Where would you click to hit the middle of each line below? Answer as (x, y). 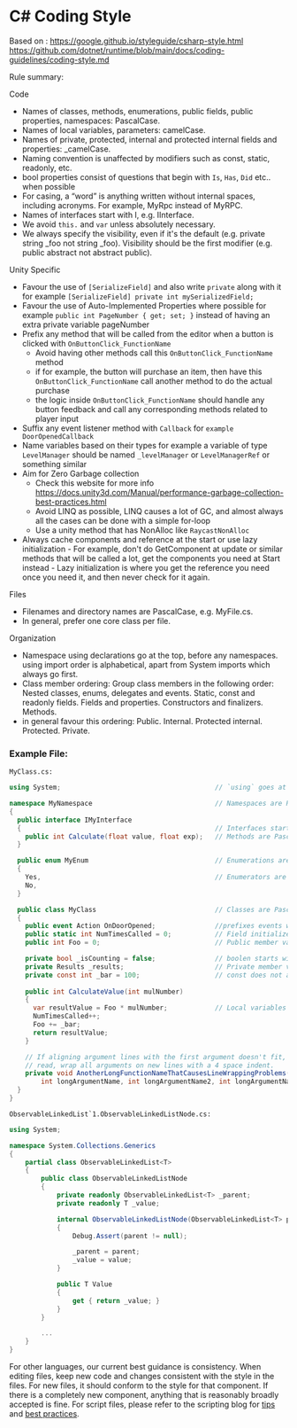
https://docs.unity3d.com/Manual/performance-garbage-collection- (160, 492)
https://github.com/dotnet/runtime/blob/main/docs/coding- (117, 50)
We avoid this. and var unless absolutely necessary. (118, 224)
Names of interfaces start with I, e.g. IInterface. (108, 215)
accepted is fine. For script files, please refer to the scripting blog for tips (142, 1405)
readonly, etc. (47, 168)
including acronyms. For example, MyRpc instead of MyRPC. (132, 205)
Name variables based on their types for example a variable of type (145, 445)
